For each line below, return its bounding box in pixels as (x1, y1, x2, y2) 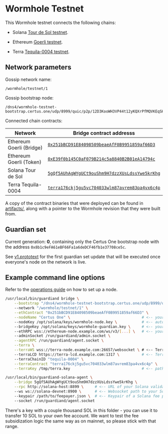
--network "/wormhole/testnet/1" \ (14, 305, 88, 310)
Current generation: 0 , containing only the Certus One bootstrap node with (5, 238, 159, 244)
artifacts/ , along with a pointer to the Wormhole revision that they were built (5, 205, 161, 211)
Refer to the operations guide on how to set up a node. (5, 286, 118, 292)
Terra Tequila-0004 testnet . (12, 48, 70, 54)
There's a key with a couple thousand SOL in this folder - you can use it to (5, 407, 158, 413)
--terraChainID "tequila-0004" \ (14, 356, 84, 361)
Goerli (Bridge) (7, 144, 43, 151)
